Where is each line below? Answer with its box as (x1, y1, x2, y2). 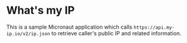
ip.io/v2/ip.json (6, 30, 51, 36)
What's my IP (6, 4, 75, 17)
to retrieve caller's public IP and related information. (51, 29, 182, 36)
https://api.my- (133, 24, 175, 30)
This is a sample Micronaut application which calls (6, 23, 133, 30)
